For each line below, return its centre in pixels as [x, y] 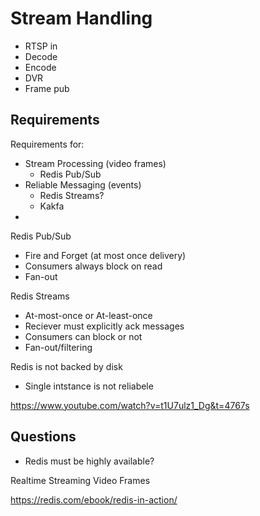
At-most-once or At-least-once [88, 315]
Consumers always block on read [93, 266]
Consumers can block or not [83, 336]
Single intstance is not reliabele [89, 386]
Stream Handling [81, 18]
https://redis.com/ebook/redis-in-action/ [94, 499]
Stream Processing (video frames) [95, 163]
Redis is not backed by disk [66, 366]
